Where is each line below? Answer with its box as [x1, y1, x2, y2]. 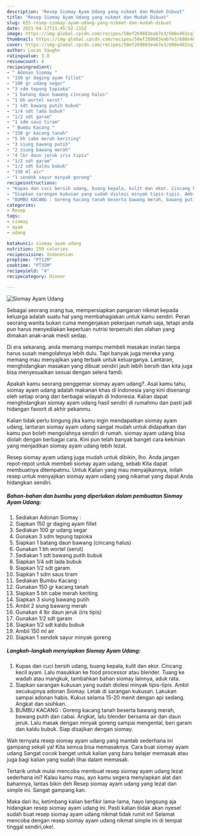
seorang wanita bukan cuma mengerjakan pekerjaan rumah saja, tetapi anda [7, 319, 194, 326]
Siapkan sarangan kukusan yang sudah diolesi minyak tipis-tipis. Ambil [15, 681, 189, 688]
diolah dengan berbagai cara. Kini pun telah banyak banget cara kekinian [7, 436, 186, 443]
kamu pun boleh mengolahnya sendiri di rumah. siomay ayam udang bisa [7, 429, 186, 437]
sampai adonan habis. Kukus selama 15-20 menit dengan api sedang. [15, 693, 185, 701]
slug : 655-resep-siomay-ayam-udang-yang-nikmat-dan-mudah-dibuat [7, 20, 172, 26]
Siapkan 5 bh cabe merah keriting [15, 589, 98, 597]
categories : [7, 202, 36, 208]
